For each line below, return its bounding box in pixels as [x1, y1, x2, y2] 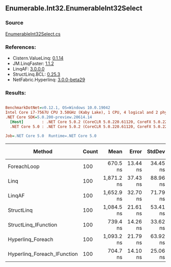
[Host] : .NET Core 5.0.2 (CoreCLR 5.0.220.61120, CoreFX [10, 119, 152, 124]
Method [33, 148, 52, 155]
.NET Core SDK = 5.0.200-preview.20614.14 [5, 115, 93, 120]
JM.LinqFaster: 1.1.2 [12, 60, 54, 66]
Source [5, 19, 24, 26]
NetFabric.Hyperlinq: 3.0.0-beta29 [12, 76, 85, 83]
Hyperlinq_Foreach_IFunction [8, 250, 78, 257]
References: [5, 43, 37, 50]
